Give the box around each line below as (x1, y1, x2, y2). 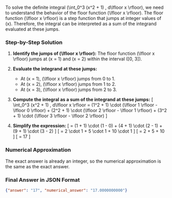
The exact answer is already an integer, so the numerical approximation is (5, 158, 161, 164)
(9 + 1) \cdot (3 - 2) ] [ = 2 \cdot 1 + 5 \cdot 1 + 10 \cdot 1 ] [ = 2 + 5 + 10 (12, 128, 165, 135)
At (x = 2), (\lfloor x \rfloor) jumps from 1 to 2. (20, 81, 117, 87)
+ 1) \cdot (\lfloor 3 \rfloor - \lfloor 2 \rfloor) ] (12, 113, 108, 119)
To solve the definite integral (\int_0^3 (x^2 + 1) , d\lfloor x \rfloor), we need (5, 5, 164, 10)
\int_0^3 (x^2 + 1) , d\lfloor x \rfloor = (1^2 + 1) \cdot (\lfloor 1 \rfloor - (12, 102, 158, 108)
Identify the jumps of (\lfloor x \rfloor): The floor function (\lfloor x (12, 51, 155, 57)
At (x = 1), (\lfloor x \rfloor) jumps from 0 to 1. (20, 76, 116, 82)
